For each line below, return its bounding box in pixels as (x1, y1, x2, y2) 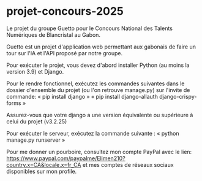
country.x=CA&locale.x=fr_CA (6, 161, 81, 168)
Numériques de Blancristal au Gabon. (6, 31, 101, 38)
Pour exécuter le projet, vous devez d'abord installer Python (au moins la (6, 61, 190, 69)
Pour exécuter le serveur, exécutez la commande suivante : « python (6, 129, 179, 137)
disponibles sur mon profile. (6, 168, 77, 175)
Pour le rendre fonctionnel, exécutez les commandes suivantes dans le (6, 80, 185, 87)
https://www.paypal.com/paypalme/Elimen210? (6, 155, 125, 162)
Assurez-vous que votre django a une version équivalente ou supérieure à (6, 111, 193, 118)
